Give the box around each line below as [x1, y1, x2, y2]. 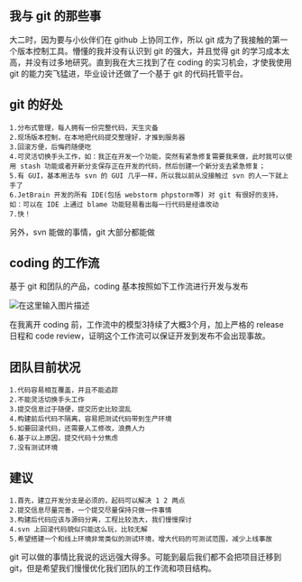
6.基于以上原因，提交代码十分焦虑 [9, 434, 119, 443]
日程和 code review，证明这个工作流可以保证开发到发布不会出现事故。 [9, 330, 270, 341]
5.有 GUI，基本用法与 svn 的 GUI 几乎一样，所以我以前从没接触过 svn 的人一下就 [9, 171, 282, 180]
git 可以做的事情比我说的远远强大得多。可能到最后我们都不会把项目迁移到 [9, 551, 282, 562]
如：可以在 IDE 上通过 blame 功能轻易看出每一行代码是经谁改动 [9, 199, 219, 209]
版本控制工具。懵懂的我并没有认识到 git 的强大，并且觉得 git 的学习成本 [16, 45, 282, 56]
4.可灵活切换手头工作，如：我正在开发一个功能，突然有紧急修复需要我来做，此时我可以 [9, 152, 286, 161]
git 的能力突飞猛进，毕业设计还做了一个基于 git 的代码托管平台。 [9, 68, 248, 79]
